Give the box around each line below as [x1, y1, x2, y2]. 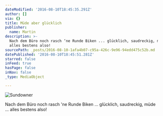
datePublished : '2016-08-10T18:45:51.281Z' [5, 52, 95, 57]
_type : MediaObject [5, 74, 45, 79]
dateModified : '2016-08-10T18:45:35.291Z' [5, 7, 92, 12]
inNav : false [5, 70, 32, 75]
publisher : [5, 25, 27, 30]
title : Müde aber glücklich [5, 20, 62, 26]
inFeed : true [5, 61, 32, 66]
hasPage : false [5, 66, 36, 71]
